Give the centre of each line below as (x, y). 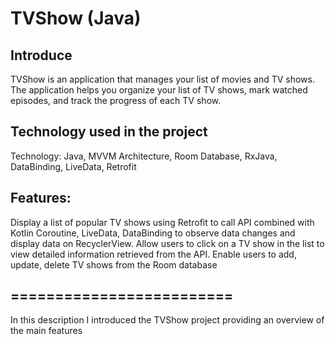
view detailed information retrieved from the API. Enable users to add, (153, 254)
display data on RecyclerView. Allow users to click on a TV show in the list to (167, 243)
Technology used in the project (109, 132)
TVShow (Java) (76, 18)
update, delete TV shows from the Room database (114, 264)
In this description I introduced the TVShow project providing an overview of (167, 320)
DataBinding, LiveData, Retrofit (73, 166)
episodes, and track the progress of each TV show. (116, 100)
